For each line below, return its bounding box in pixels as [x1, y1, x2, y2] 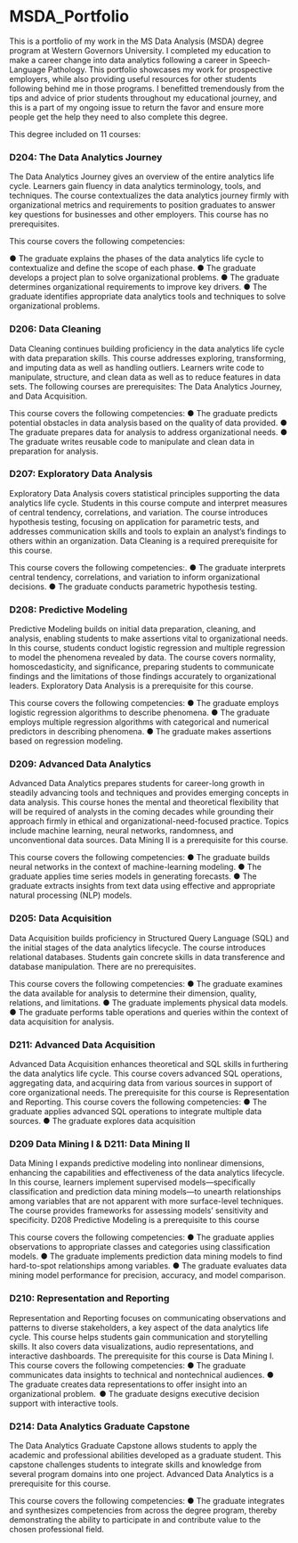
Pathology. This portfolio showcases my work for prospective [47, 64, 273, 75]
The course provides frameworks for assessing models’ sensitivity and [9, 1205, 269, 1216]
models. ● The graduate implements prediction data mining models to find [9, 1251, 283, 1262]
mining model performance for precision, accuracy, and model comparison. [9, 1270, 286, 1281]
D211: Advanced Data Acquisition [9, 1038, 156, 1051]
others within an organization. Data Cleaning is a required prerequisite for [9, 535, 278, 546]
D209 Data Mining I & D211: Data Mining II [9, 1137, 190, 1150]
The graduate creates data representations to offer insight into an [9, 1379, 247, 1390]
